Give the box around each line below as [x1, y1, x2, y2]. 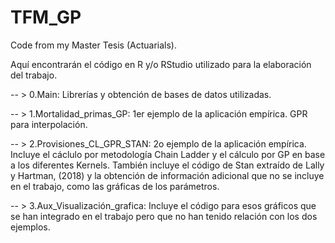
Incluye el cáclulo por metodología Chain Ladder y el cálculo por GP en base [10, 148, 326, 160]
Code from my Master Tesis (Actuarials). [10, 39, 177, 51]
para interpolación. [10, 118, 88, 130]
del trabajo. [10, 69, 58, 81]
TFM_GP [10, 6, 82, 29]
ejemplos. [10, 221, 51, 233]
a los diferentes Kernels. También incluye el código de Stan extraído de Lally [10, 159, 325, 171]
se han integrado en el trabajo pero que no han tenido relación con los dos [10, 210, 318, 222]
